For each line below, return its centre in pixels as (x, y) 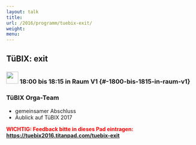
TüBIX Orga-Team (33, 98)
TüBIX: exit (27, 59)
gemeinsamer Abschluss (45, 111)
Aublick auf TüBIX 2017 (43, 117)
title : (14, 17)
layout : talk (22, 12)
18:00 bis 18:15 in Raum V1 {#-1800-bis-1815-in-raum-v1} (105, 82)
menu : (13, 34)
